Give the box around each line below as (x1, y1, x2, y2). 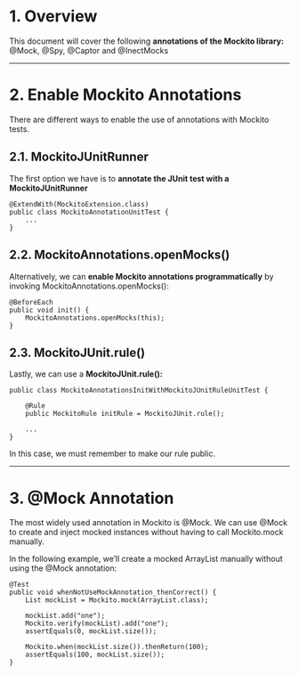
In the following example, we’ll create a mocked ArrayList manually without (9, 554, 283, 565)
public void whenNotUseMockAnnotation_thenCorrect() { (9, 588, 217, 598)
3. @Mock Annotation (9, 488, 174, 508)
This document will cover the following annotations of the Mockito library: (9, 36, 285, 46)
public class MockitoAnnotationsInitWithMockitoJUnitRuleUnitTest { (9, 386, 269, 395)
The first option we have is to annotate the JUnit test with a (9, 173, 230, 183)
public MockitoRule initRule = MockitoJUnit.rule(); (25, 410, 225, 419)
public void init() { (9, 305, 90, 314)
